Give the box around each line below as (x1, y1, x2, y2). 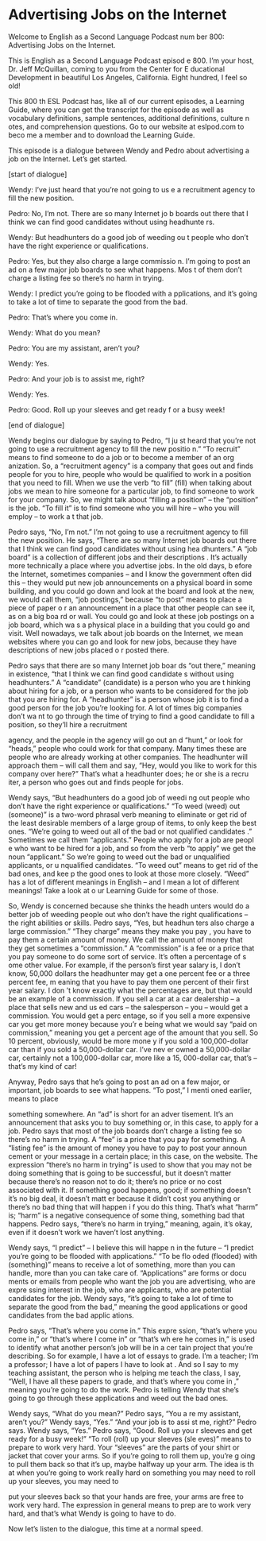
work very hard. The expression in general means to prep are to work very (8, 1500, 252, 1509)
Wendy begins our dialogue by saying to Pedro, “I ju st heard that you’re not (8, 436, 256, 445)
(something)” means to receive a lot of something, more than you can (8, 1260, 236, 1269)
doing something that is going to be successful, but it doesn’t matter (8, 1168, 232, 1178)
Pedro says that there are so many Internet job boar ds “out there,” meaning (8, 660, 256, 670)
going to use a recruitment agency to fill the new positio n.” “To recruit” (8, 443, 241, 454)
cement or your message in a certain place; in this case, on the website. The (8, 1151, 258, 1161)
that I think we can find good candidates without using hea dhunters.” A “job (8, 544, 258, 553)
